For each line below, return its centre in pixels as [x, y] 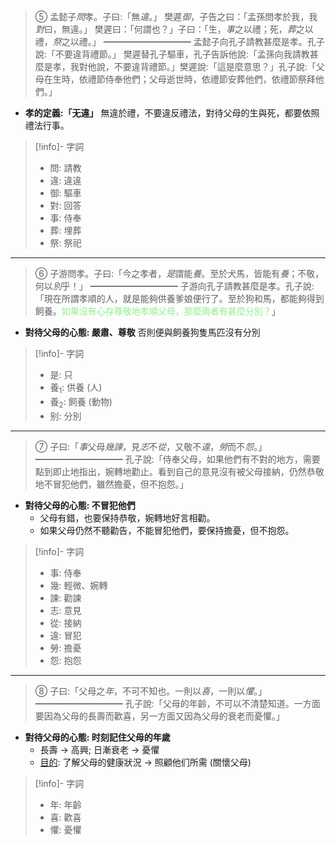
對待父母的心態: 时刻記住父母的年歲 [97, 737]
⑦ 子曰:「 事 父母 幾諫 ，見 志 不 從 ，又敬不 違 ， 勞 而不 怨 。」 [151, 446]
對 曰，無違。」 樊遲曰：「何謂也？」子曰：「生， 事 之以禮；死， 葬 [165, 29]
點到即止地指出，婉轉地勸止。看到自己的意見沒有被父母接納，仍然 [170, 471]
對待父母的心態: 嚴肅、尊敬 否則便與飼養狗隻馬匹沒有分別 [142, 332]
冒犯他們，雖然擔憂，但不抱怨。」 [120, 484]
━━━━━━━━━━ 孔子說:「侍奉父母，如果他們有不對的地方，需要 [177, 459]
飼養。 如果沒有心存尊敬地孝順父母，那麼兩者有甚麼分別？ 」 [157, 311]
